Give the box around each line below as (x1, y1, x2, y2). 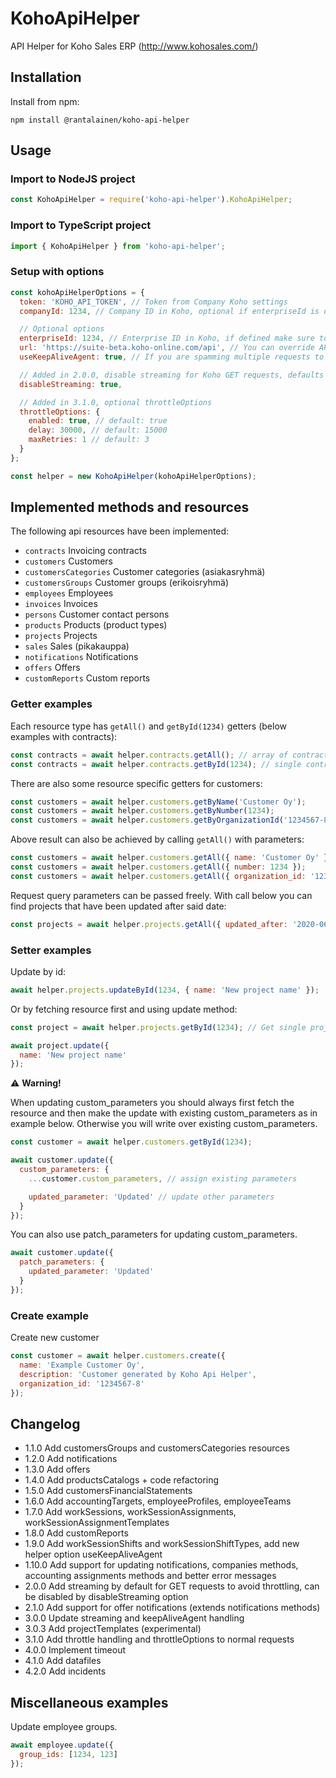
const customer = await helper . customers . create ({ (10, 1351, 226, 1361)
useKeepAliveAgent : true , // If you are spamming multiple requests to (19, 352, 325, 362)
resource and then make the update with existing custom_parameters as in (10, 1107, 318, 1119)
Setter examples (10, 943, 92, 957)
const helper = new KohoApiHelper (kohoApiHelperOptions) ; (10, 471, 257, 481)
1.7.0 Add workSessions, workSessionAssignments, (24, 1506, 237, 1518)
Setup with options (10, 265, 105, 279)
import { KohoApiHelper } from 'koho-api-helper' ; (10, 241, 226, 251)
